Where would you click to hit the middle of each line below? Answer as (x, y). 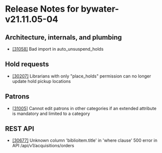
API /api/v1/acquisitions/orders (43, 146)
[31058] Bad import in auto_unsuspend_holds (58, 49)
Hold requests (27, 64)
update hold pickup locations (41, 81)
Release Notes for (42, 9)
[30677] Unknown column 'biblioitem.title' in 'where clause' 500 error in (85, 140)
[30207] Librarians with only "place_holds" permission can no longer (81, 76)
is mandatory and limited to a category (51, 114)
